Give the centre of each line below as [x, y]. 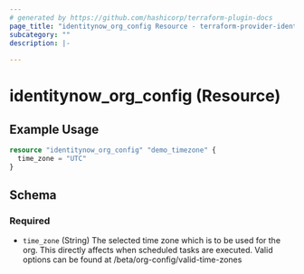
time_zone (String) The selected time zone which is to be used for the [152, 241]
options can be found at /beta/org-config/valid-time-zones [132, 260]
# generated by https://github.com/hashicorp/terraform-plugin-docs [141, 18]
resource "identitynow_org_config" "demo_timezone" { [113, 150]
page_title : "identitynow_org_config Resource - [103, 26]
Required [30, 221]
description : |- [40, 43]
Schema [33, 195]
